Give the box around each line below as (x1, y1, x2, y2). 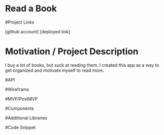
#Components (5, 105, 34, 111)
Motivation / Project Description (5, 46, 139, 57)
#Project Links (5, 19, 34, 25)
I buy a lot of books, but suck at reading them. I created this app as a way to (5, 62, 159, 68)
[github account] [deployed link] (5, 28, 70, 34)
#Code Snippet (5, 124, 36, 130)
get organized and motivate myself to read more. (5, 67, 104, 73)
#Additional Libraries (5, 115, 48, 121)
